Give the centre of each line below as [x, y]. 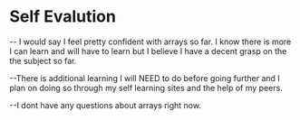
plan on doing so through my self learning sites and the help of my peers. [146, 88]
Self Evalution [63, 17]
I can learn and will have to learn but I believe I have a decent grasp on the [148, 51]
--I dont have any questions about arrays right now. [106, 105]
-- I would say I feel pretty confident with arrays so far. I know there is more [150, 42]
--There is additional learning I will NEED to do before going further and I [145, 78]
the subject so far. [43, 60]
